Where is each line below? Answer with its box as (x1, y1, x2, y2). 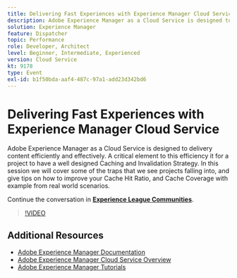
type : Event (7, 69, 42, 76)
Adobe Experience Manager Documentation (17, 248, 146, 257)
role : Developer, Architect (7, 43, 90, 50)
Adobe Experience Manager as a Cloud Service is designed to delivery (7, 144, 213, 153)
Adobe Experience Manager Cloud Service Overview (17, 255, 171, 264)
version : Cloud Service (7, 56, 78, 63)
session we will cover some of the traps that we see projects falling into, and (7, 167, 229, 175)
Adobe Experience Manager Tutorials (17, 263, 126, 272)
